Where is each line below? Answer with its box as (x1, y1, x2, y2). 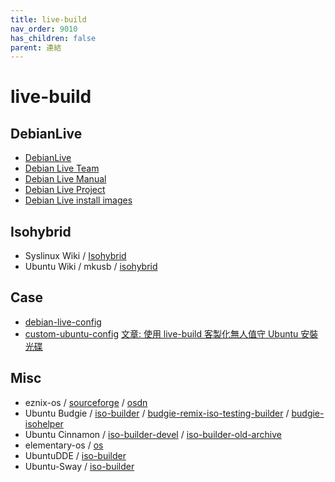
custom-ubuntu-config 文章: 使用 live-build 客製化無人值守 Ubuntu (24, 327, 299, 340)
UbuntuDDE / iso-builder (24, 449, 127, 461)
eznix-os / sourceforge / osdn (24, 396, 148, 408)
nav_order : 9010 (10, 24, 78, 34)
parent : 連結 (10, 42, 62, 53)
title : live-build (10, 14, 87, 25)
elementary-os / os (24, 439, 104, 451)
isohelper (24, 417, 64, 430)
